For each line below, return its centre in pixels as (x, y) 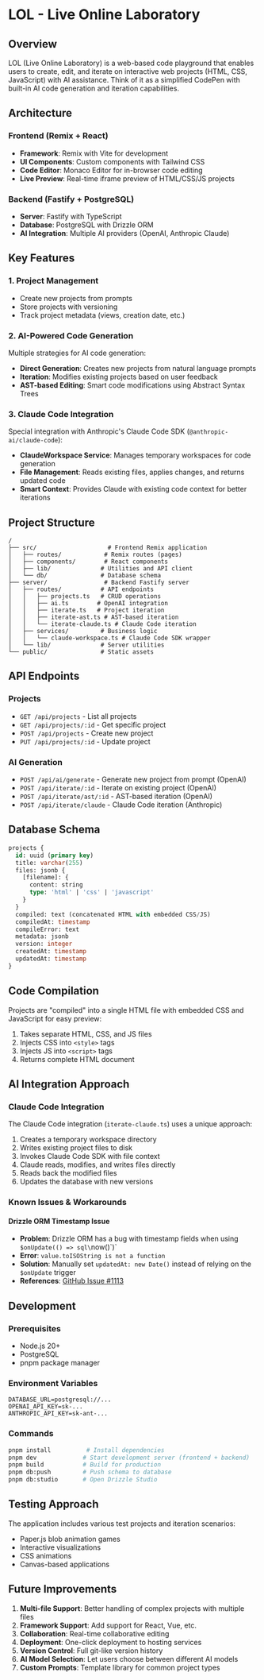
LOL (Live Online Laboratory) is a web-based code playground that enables (131, 63)
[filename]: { (46, 878)
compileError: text (48, 929)
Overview (33, 44)
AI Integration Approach (69, 1084)
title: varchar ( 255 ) (49, 863)
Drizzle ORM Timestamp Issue (59, 1221)
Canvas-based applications (64, 1564)
